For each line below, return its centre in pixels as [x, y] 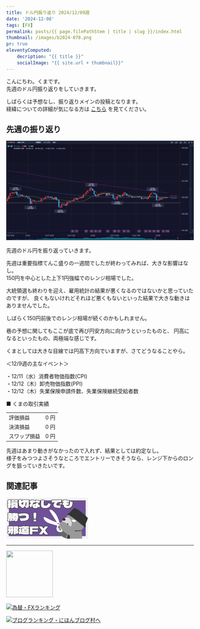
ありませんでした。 [29, 306]
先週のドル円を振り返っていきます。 [50, 251]
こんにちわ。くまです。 [35, 81]
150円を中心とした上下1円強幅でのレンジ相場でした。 [71, 278]
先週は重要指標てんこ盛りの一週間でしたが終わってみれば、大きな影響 [92, 263]
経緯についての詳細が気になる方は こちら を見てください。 [78, 109]
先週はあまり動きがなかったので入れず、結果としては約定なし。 [84, 450]
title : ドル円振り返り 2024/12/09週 [48, 13]
